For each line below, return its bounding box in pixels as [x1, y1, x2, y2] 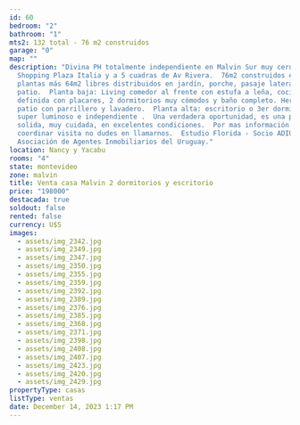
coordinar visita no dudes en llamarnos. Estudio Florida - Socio [17, 129, 274, 138]
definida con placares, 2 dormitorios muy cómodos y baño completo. [17, 95, 278, 105]
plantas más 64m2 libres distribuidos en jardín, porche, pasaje [17, 79, 266, 88]
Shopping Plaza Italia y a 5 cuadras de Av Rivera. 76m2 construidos [17, 71, 286, 80]
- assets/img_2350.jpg [17, 262, 102, 271]
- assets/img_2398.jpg [17, 336, 102, 345]
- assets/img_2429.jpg [17, 378, 102, 387]
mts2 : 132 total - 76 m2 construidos [9, 37, 150, 47]
